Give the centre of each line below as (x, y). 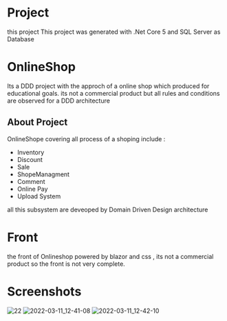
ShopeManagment (43, 174)
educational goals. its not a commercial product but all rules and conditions (113, 93)
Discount (30, 159)
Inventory (31, 152)
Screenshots (44, 291)
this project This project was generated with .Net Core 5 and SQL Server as (114, 32)
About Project (37, 122)
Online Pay (32, 189)
